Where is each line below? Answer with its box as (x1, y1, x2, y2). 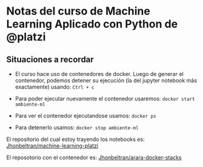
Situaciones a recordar (6, 54, 94, 64)
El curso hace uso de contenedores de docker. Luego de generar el (15, 70, 184, 77)
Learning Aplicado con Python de (6, 17, 178, 31)
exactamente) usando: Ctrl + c (15, 83, 95, 90)
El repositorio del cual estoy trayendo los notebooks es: (6, 135, 145, 143)
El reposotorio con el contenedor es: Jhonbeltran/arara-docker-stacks (6, 154, 182, 161)
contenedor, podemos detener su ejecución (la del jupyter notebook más (15, 77, 198, 84)
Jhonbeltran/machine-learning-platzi (6, 142, 99, 149)
